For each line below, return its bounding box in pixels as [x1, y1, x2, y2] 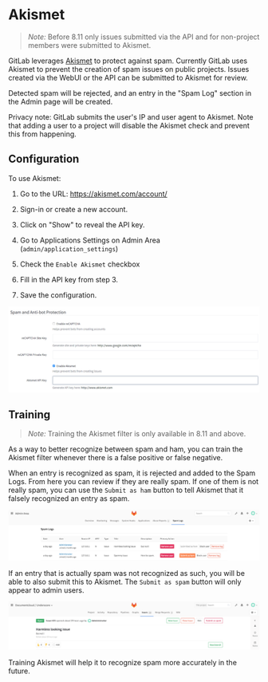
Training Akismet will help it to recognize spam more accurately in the [8, 658, 238, 668]
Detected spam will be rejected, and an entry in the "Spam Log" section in [8, 88, 252, 97]
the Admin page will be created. [8, 97, 113, 106]
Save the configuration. [19, 290, 97, 300]
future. [8, 666, 30, 676]
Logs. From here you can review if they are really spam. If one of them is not [8, 477, 259, 487]
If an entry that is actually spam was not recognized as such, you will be [8, 569, 246, 578]
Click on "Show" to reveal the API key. [19, 219, 145, 229]
